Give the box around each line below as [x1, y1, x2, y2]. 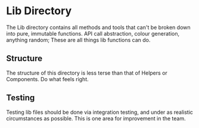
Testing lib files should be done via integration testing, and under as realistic [6, 108, 194, 116]
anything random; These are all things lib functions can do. [6, 36, 151, 43]
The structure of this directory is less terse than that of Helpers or [6, 69, 168, 76]
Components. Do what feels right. [6, 75, 89, 82]
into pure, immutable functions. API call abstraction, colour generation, [6, 30, 180, 37]
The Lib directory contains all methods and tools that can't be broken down [6, 24, 191, 31]
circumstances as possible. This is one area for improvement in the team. [6, 114, 186, 122]
